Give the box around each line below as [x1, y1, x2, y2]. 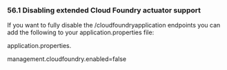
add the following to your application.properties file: [7, 28, 155, 36]
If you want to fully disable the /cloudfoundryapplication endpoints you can [7, 21, 221, 30]
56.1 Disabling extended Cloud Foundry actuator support [7, 5, 201, 15]
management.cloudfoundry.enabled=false [7, 55, 127, 63]
